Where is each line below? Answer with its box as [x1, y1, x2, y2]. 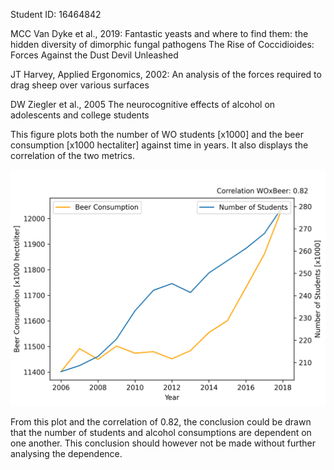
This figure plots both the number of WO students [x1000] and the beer [10, 129, 304, 140]
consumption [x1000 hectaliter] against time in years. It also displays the [10, 139, 309, 151]
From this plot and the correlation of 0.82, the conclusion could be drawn [10, 416, 312, 428]
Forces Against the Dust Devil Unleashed [10, 49, 179, 61]
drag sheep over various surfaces [10, 79, 150, 91]
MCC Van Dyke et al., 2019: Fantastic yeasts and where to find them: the [10, 28, 309, 39]
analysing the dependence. [10, 448, 123, 459]
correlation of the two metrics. [10, 150, 135, 161]
